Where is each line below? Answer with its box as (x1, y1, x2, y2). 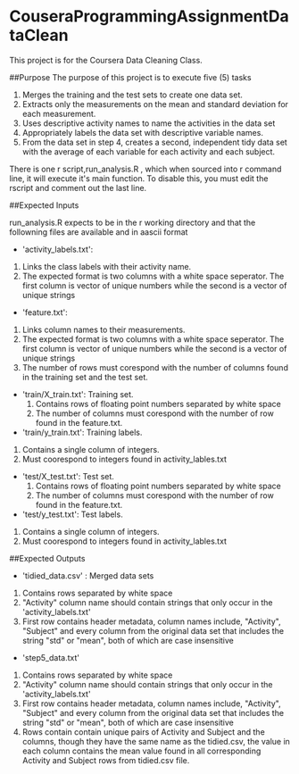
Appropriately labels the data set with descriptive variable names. (21, 127, 263, 137)
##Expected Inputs (9, 199, 79, 211)
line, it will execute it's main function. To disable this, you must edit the (9, 172, 269, 184)
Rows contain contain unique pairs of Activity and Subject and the (21, 726, 265, 737)
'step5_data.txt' (21, 652, 80, 662)
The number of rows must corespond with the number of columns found (21, 362, 288, 372)
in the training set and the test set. (21, 371, 149, 382)
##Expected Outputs (9, 553, 86, 563)
